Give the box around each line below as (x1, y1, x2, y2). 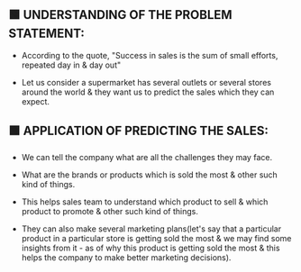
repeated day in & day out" (21, 59, 122, 70)
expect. (21, 95, 50, 106)
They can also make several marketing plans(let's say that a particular (21, 223, 281, 234)
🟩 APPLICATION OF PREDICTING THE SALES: (8, 123, 269, 139)
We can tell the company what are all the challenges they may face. (21, 151, 272, 162)
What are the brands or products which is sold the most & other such (21, 169, 278, 180)
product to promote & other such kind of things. (21, 205, 199, 216)
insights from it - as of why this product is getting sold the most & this (21, 242, 280, 253)
